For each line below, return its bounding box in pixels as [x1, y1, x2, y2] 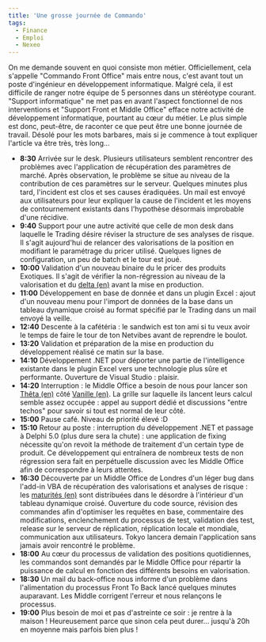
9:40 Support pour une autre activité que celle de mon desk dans [19, 221, 234, 230]
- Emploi [15, 33, 44, 42]
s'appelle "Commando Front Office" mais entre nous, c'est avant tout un [8, 71, 244, 81]
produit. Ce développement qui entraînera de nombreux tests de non [19, 448, 244, 458]
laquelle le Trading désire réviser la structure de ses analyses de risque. [19, 230, 255, 239]
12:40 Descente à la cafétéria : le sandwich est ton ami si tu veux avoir [19, 322, 251, 332]
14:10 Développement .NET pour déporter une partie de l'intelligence [19, 355, 245, 365]
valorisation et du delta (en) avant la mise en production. [19, 280, 204, 290]
